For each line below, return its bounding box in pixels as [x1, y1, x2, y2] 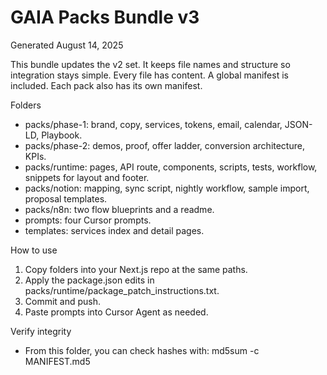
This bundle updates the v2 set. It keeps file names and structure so [10, 58, 291, 70]
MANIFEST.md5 [24, 355, 91, 367]
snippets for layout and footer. [24, 171, 150, 183]
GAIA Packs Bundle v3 [10, 6, 200, 29]
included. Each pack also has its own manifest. [10, 79, 203, 91]
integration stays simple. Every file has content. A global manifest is [10, 69, 289, 81]
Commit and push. [24, 295, 102, 307]
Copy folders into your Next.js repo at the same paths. [24, 263, 248, 275]
